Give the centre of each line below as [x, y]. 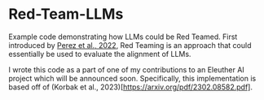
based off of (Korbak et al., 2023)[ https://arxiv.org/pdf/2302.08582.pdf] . [131, 87]
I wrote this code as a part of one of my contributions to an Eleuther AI [126, 69]
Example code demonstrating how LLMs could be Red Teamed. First [123, 37]
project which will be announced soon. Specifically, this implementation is [132, 78]
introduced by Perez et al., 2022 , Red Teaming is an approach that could [130, 45]
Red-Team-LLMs [66, 14]
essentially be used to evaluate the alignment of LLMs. [100, 54]
